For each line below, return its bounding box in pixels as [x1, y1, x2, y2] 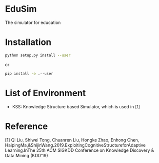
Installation [5, 37, 52, 48]
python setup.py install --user [5, 53, 71, 58]
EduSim [5, 3, 37, 15]
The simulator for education [5, 20, 61, 25]
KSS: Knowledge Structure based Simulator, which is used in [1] [12, 103, 140, 109]
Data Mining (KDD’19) [5, 152, 48, 158]
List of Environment [5, 87, 86, 99]
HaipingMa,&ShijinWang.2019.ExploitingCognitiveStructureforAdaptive [5, 142, 146, 148]
